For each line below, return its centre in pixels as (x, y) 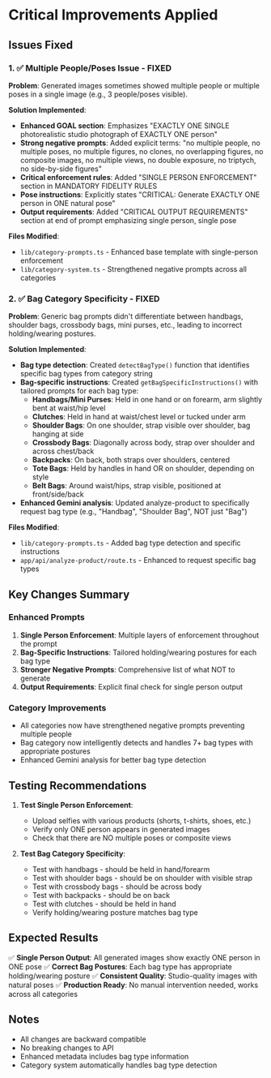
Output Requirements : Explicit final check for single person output (131, 686)
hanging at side (58, 434)
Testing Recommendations (78, 786)
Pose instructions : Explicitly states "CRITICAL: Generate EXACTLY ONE (140, 194)
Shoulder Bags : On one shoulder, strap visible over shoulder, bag (141, 425)
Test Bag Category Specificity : (72, 853)
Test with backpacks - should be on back (101, 895)
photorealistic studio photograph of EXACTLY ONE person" (119, 134)
